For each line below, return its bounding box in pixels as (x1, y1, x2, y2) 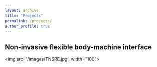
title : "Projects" (5, 13, 43, 18)
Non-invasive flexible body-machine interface (5, 43, 152, 51)
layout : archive (5, 8, 39, 13)
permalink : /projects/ (5, 18, 52, 23)
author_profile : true (5, 24, 50, 29)
